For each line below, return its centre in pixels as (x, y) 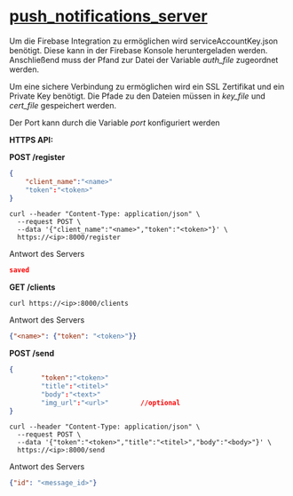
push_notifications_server (108, 16)
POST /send (32, 354)
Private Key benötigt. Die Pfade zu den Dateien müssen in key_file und (137, 96)
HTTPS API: (31, 140)
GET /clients (32, 287)
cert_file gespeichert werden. (63, 105)
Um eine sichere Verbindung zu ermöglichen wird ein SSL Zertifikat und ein (147, 86)
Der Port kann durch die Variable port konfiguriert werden (115, 123)
